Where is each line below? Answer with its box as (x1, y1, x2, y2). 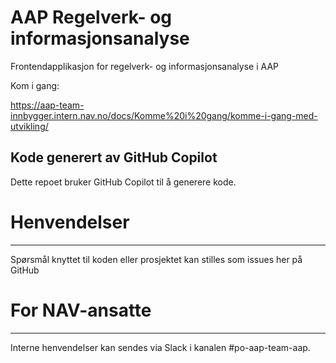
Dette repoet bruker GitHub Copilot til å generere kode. (10, 176, 237, 188)
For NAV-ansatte (10, 299, 152, 321)
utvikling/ (10, 120, 49, 132)
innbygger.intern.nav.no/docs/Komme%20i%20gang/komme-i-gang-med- (10, 109, 318, 121)
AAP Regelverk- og (10, 6, 172, 29)
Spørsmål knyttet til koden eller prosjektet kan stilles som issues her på (10, 253, 303, 265)
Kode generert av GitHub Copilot (10, 149, 218, 166)
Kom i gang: (10, 79, 60, 91)
